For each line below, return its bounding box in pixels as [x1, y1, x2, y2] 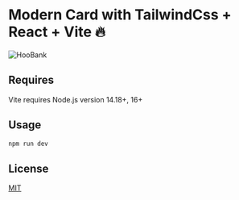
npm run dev [8, 140, 48, 148]
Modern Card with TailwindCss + [8, 6, 232, 24]
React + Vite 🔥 [8, 23, 106, 41]
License [8, 161, 49, 175]
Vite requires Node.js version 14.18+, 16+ [8, 94, 143, 104]
